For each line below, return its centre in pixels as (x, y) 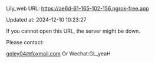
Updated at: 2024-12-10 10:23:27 (46, 20)
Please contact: (25, 42)
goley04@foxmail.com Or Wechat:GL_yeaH (58, 54)
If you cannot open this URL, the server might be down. (73, 31)
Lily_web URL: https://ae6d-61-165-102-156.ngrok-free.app (77, 8)
